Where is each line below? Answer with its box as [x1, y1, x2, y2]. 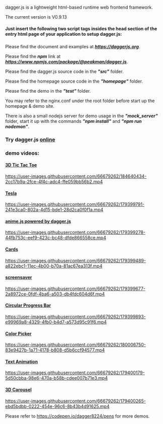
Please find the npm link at [5, 53, 61, 59]
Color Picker [5, 330, 32, 336]
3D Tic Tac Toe [5, 162, 37, 168]
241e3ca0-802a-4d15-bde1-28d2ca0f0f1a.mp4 [5, 206, 104, 213]
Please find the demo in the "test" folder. [5, 88, 91, 94]
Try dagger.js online [5, 136, 55, 143]
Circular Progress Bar [5, 302, 51, 309]
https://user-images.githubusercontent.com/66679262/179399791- [5, 201, 145, 207]
